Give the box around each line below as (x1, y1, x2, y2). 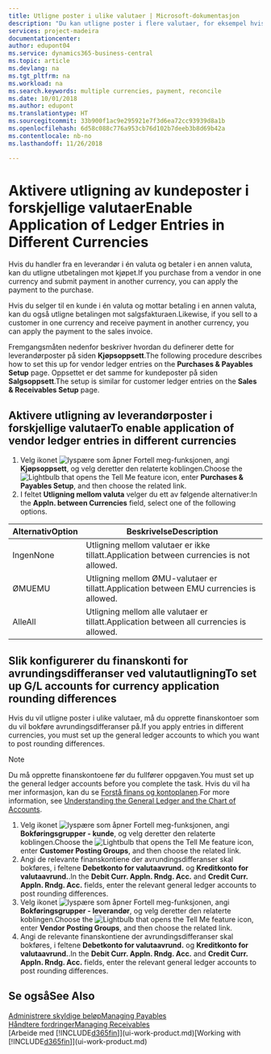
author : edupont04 (8, 42, 70, 50)
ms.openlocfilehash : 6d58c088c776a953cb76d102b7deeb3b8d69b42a (8, 124, 226, 132)
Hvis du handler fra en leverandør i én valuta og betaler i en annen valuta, (8, 259, 252, 269)
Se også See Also (8, 989, 95, 1003)
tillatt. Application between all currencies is (85, 616, 247, 628)
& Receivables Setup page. (8, 385, 100, 395)
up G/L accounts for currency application (8, 679, 220, 693)
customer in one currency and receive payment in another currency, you (8, 318, 249, 328)
